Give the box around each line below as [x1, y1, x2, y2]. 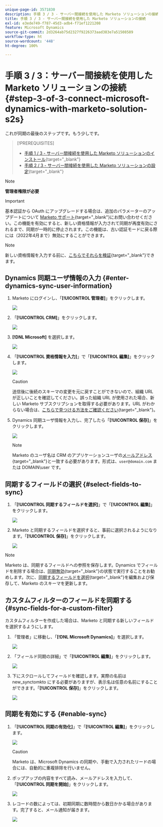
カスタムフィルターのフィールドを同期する [5, 596, 132, 604]
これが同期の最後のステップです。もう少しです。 [5, 130, 102, 136]
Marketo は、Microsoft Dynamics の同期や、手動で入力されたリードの [12, 758, 152, 765]
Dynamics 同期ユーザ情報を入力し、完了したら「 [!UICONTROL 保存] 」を [12, 417, 158, 423]
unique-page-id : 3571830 [5, 7, 55, 12]
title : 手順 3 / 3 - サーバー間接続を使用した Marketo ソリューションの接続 [5, 16, 147, 21]
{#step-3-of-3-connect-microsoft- [5, 93, 149, 104]
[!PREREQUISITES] [16, 140, 54, 146]
